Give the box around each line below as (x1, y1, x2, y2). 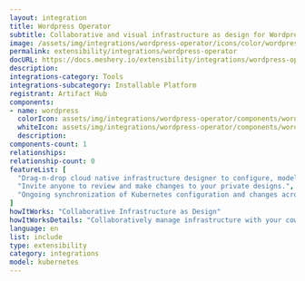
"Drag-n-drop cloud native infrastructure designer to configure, (17, 173, 274, 182)
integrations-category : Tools (9, 73, 124, 82)
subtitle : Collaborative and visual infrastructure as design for (9, 30, 266, 39)
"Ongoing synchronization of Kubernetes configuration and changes (17, 190, 279, 199)
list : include (9, 232, 64, 241)
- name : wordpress (9, 106, 79, 115)
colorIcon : (17, 114, 59, 123)
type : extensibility (9, 241, 88, 250)
